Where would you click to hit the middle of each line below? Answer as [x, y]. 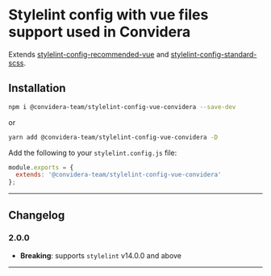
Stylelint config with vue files [108, 15]
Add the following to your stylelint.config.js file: [93, 153]
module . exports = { [41, 167]
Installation [37, 88]
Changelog [37, 215]
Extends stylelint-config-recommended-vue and [89, 54]
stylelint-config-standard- [214, 54]
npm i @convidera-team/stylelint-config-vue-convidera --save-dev [122, 107]
